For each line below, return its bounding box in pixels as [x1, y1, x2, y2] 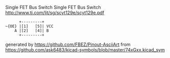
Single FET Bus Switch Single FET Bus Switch [5, 5, 101, 10]
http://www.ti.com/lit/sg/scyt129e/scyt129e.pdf [5, 10, 105, 16]
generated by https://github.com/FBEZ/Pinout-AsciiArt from [5, 41, 131, 47]
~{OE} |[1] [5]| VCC [5, 24, 54, 29]
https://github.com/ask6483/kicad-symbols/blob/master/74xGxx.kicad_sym [5, 47, 165, 52]
